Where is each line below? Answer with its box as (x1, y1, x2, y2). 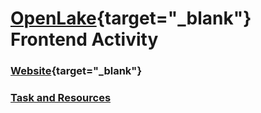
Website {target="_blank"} (10, 64, 143, 78)
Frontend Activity (10, 28, 159, 51)
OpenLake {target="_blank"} (10, 7, 252, 30)
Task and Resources (10, 91, 112, 105)
